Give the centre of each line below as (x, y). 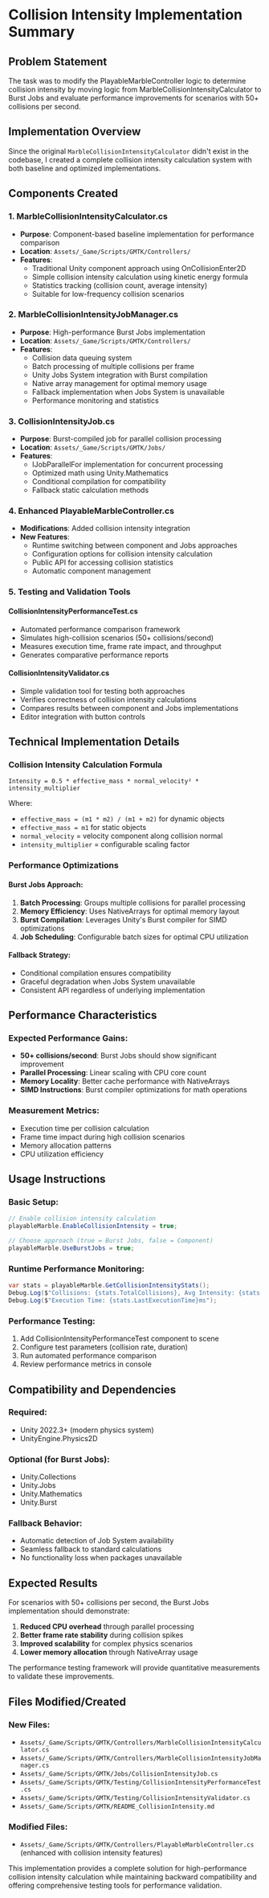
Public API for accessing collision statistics (103, 563)
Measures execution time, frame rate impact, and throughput (120, 646)
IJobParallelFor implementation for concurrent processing (127, 465)
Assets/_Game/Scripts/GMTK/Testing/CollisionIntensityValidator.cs (135, 1798)
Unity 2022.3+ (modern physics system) (87, 1430)
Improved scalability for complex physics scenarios (106, 1644)
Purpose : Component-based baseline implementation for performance (137, 234)
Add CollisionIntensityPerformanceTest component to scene (119, 1339)
